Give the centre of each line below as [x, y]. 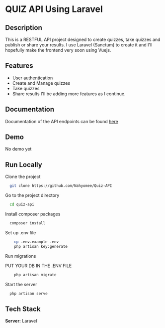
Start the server [21, 284]
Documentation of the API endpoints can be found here [62, 121]
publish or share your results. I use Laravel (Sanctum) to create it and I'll [79, 45]
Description [24, 28]
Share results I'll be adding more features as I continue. [69, 94]
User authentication [33, 78]
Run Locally [24, 165]
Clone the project [23, 177]
